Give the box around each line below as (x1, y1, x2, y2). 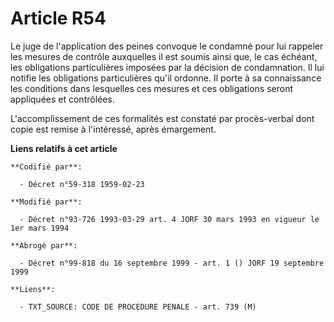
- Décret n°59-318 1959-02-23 (19, 179, 145, 189)
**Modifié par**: (10, 197, 83, 207)
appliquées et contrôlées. (10, 93, 115, 105)
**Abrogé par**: (10, 240, 78, 251)
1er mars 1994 (10, 223, 70, 233)
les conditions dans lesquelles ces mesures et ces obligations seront (10, 82, 293, 94)
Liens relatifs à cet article (10, 142, 118, 154)
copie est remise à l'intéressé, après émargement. (10, 123, 217, 135)
